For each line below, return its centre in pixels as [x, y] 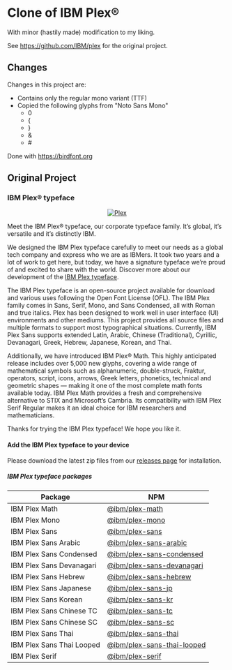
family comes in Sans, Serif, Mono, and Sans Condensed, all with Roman [111, 306]
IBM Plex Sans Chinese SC [54, 622]
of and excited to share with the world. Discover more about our [99, 269]
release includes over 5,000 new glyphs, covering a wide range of [102, 364]
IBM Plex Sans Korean [47, 600]
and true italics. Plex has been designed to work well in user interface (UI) [113, 313]
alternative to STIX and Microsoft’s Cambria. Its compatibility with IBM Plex [114, 401]
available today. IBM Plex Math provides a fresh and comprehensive [105, 393]
